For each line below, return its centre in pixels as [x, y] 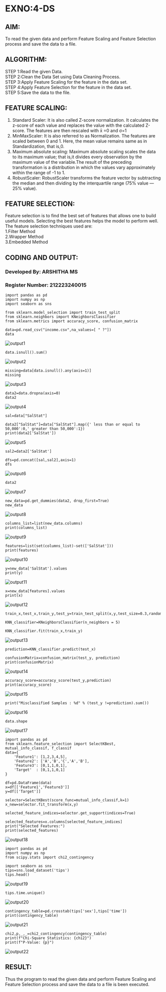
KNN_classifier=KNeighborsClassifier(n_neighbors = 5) [63, 622]
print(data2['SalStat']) [31, 433]
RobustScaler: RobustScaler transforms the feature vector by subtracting [86, 178]
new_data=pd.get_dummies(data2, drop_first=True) [57, 501]
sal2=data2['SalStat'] [28, 451]
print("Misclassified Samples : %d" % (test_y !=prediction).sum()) [77, 703]
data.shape [16, 721]
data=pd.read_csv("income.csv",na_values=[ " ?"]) [58, 330]
